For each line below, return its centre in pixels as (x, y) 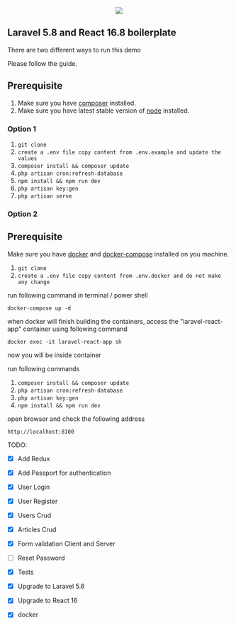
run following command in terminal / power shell (78, 295)
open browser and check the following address (76, 419)
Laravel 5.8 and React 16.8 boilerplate (92, 33)
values (27, 158)
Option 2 (22, 214)
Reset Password (41, 558)
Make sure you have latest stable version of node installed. (103, 111)
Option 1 (22, 129)
